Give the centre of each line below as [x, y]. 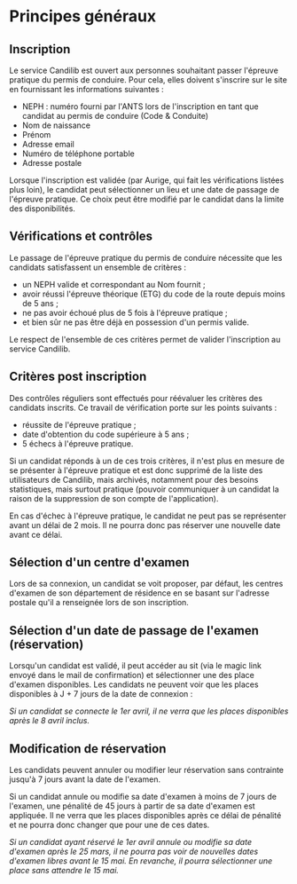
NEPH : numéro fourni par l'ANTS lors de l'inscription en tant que [140, 107]
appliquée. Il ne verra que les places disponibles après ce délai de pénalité [145, 816]
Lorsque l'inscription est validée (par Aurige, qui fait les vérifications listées [147, 180]
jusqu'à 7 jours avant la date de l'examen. [85, 779]
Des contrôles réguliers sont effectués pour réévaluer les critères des [136, 398]
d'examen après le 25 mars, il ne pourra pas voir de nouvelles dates [134, 852]
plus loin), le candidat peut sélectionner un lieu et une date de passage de [144, 189]
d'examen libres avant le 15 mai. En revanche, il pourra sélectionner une [141, 861]
